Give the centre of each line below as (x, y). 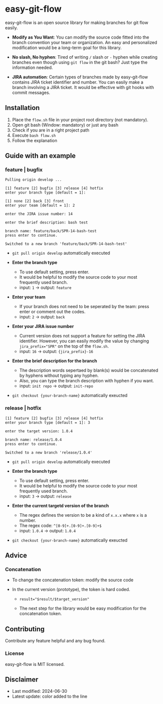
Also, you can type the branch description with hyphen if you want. (87, 381)
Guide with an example (40, 156)
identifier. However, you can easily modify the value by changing (84, 341)
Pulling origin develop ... (34, 180)
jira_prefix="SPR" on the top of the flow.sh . (64, 346)
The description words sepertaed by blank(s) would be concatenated (89, 371)
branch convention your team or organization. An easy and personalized (84, 42)
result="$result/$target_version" (54, 599)
